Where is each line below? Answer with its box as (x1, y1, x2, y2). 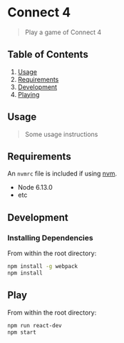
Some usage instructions (24, 130, 98, 138)
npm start (7, 329, 37, 336)
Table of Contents (7, 48, 89, 61)
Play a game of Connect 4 (24, 28, 102, 36)
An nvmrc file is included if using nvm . (7, 169, 118, 178)
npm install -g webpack (7, 263, 78, 270)
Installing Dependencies (7, 232, 94, 242)
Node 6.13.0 (17, 183, 53, 192)
